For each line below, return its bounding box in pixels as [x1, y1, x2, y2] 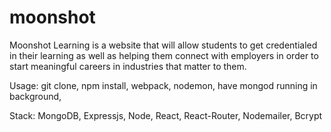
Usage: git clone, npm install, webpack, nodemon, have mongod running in [9, 79, 318, 91]
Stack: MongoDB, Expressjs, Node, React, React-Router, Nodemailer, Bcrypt [9, 109, 323, 121]
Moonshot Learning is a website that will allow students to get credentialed [9, 39, 318, 51]
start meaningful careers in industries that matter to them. [9, 60, 247, 72]
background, [9, 90, 62, 102]
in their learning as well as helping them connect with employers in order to [9, 49, 319, 61]
